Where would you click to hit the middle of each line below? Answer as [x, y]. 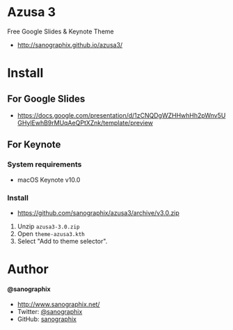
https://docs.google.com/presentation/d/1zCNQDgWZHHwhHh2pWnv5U [121, 115]
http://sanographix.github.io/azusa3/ [70, 45]
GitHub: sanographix [47, 319]
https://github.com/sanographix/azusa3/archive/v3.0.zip [98, 212]
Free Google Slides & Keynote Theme [61, 31]
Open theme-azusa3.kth [51, 233]
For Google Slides [46, 99]
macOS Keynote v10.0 [49, 180]
